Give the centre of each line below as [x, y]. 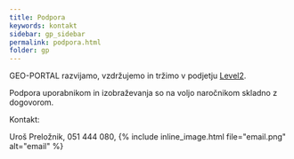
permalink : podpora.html [55, 42]
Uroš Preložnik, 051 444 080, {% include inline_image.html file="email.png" [148, 137]
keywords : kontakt [43, 26]
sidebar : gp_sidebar [48, 34]
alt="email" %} [37, 147]
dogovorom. [32, 102]
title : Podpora [37, 17]
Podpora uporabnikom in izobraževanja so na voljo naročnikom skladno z [143, 93]
